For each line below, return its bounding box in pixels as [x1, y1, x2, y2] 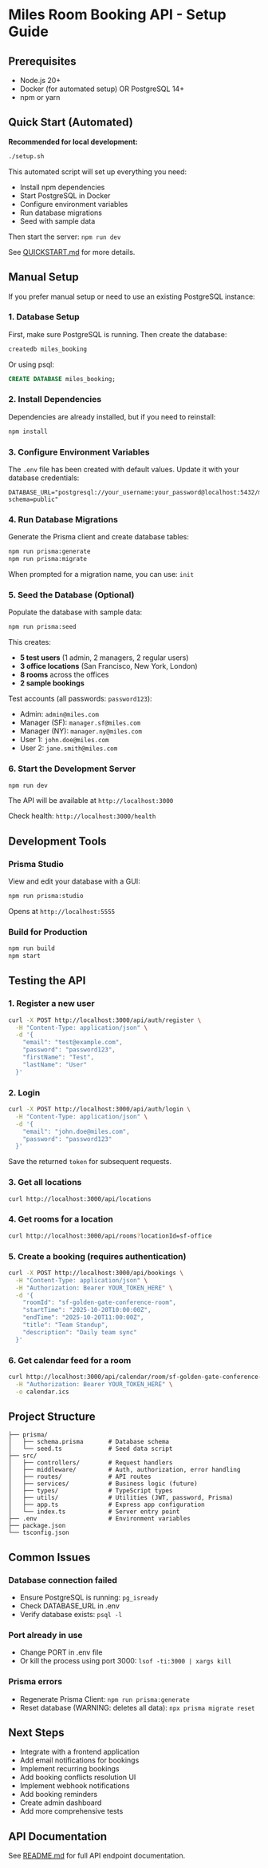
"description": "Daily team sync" [22, 1328, 137, 1336]
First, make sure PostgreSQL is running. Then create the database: [8, 329, 227, 339]
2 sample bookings [19, 678, 85, 688]
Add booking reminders [19, 1790, 98, 1799]
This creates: [8, 638, 52, 647]
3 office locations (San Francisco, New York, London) [19, 662, 198, 671]
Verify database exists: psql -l [19, 1610, 122, 1620]
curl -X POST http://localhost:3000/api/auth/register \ [8, 1016, 202, 1024]
